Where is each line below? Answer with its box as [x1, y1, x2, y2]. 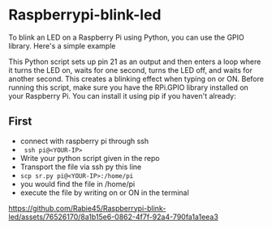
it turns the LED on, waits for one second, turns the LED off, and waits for [8, 65, 253, 74]
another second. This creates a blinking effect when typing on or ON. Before [8, 74, 264, 83]
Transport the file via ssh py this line [19, 162, 142, 172]
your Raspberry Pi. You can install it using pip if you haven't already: [8, 91, 237, 100]
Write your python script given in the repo [19, 153, 160, 163]
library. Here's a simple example [8, 40, 116, 50]
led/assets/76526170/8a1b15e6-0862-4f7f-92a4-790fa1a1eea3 [8, 212, 219, 222]
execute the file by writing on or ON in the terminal [19, 188, 189, 197]
